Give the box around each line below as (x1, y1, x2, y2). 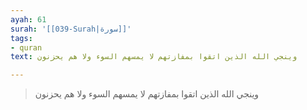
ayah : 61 (10, 14, 47, 25)
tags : (10, 33, 33, 43)
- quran (10, 42, 43, 53)
